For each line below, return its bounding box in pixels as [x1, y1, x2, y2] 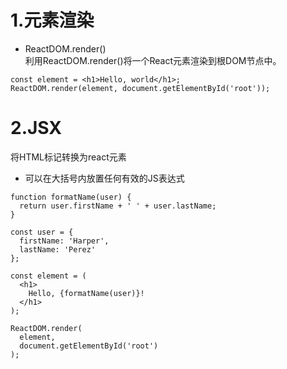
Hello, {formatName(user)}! [28, 288, 145, 298]
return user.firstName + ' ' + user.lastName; [19, 201, 217, 211]
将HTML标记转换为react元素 [10, 151, 127, 163]
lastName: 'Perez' [19, 244, 97, 255]
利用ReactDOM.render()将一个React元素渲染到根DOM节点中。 [24, 54, 282, 66]
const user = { [10, 227, 74, 237]
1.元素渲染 [10, 9, 95, 32]
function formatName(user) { [10, 192, 132, 202]
